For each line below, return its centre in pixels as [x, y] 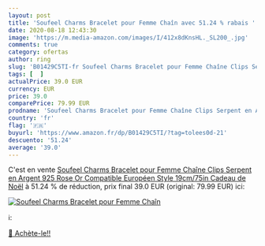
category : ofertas [38, 52]
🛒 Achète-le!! [30, 233]
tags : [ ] [26, 74]
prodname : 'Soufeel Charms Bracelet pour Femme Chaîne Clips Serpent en [130, 111]
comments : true [33, 45]
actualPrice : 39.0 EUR [45, 81]
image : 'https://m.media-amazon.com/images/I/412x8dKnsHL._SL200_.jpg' [128, 37]
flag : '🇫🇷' [28, 125]
